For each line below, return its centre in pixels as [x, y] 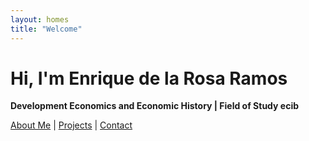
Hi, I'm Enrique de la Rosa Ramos [149, 78]
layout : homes [40, 19]
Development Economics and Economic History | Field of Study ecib [155, 106]
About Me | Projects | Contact [71, 125]
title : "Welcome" [46, 29]
